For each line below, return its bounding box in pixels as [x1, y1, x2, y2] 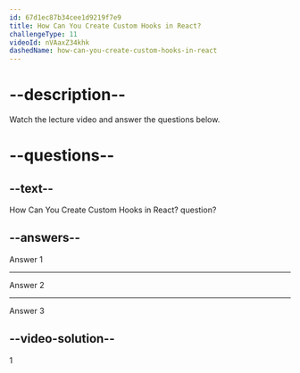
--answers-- [9, 230, 80, 245]
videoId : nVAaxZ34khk [9, 37, 90, 47]
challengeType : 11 [9, 29, 78, 38]
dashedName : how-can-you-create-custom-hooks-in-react [9, 46, 218, 55]
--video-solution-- [9, 331, 115, 346]
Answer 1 [9, 253, 43, 264]
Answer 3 [9, 305, 45, 316]
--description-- [9, 85, 127, 105]
